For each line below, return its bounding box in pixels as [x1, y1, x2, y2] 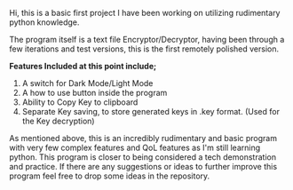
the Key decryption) [21, 115, 95, 126]
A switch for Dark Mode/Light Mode [21, 78, 154, 88]
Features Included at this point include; [9, 61, 157, 71]
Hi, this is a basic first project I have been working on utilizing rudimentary [9, 8, 281, 18]
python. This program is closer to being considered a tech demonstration [9, 152, 277, 162]
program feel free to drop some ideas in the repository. [9, 170, 210, 181]
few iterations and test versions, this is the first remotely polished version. [9, 44, 280, 54]
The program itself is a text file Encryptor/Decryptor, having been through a [9, 35, 285, 44]
